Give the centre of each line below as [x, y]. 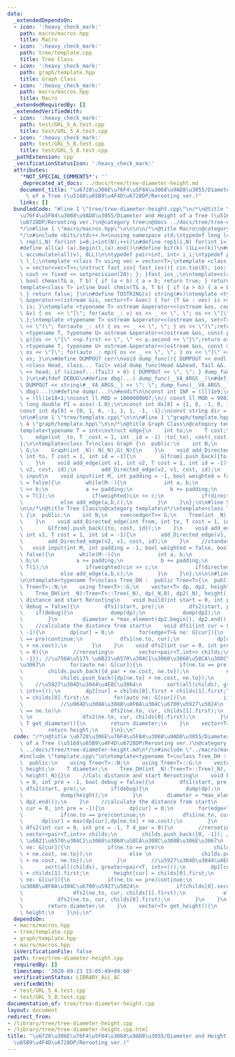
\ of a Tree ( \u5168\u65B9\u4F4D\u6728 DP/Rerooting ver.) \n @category [123, 743]
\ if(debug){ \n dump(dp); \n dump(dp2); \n [120, 613]
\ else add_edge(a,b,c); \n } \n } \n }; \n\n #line [122, 502]
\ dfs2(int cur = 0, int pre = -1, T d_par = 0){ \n [97, 828]
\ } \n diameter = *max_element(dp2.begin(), [108, 620]
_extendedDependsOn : [43, 20]
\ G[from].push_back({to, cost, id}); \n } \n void [114, 528]
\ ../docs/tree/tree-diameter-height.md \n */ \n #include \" [106, 749]
